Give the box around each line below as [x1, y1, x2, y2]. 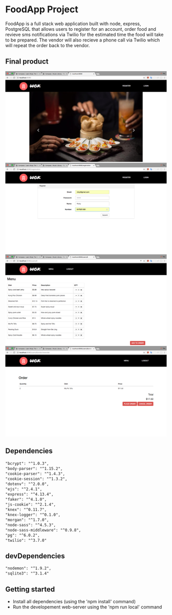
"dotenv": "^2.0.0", [5, 481, 50, 486]
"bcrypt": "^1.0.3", [5, 461, 50, 466]
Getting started [5, 585, 55, 593]
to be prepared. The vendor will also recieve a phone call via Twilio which [5, 37, 160, 43]
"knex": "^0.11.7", [5, 507, 47, 512]
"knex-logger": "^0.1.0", [5, 512, 60, 517]
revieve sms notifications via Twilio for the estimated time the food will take [5, 31, 164, 37]
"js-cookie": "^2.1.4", [5, 502, 56, 507]
